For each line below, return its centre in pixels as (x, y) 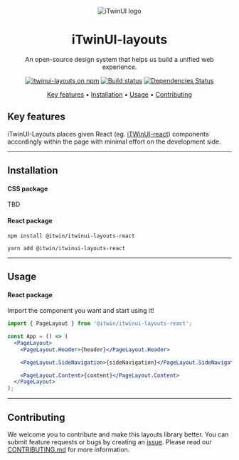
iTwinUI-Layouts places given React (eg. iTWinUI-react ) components (108, 134)
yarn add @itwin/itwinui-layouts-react (67, 248)
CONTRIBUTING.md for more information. (69, 449)
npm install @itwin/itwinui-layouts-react (71, 236)
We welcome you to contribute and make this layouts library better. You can (118, 434)
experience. (119, 67)
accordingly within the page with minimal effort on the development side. (115, 141)
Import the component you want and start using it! (81, 311)
